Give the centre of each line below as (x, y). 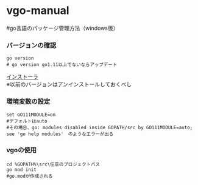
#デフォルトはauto (27, 121)
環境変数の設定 (28, 102)
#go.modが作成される (30, 176)
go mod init (21, 170)
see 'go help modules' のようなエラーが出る (60, 134)
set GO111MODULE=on (31, 115)
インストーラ (22, 77)
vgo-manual (38, 11)
